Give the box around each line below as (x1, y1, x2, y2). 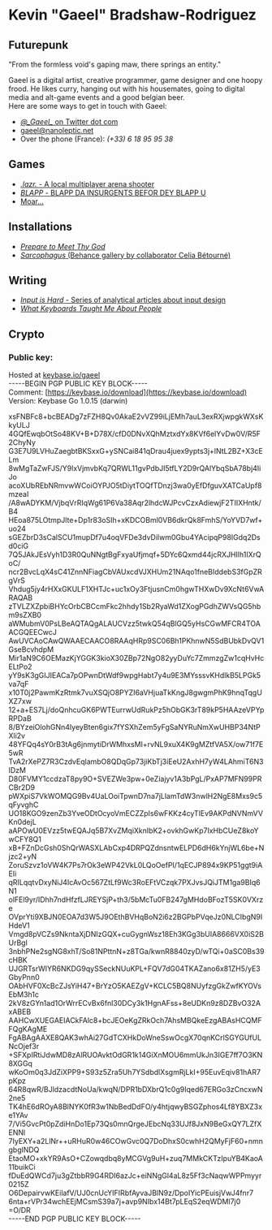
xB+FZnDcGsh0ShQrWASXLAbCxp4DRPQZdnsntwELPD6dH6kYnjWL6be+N (8, 843, 265, 853)
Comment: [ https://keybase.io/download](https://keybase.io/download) (8, 387, 248, 397)
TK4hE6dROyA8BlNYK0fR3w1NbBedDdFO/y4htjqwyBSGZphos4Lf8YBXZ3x (8, 1102, 262, 1111)
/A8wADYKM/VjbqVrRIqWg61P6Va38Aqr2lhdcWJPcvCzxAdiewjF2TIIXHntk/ (8, 498, 261, 508)
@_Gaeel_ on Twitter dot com (19, 117, 119, 127)
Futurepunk (8, 38, 69, 52)
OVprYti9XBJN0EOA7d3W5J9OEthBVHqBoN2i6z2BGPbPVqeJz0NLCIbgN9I (8, 912, 263, 922)
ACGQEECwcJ (8, 628, 57, 637)
